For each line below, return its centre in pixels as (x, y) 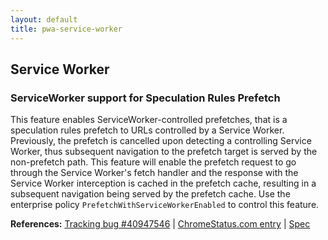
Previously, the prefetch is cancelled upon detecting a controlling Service (161, 141)
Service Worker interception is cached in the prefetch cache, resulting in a (163, 183)
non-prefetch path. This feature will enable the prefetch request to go (153, 162)
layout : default (44, 19)
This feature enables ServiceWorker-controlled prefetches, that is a (149, 120)
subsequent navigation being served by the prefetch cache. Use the (150, 194)
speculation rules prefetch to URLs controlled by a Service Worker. (147, 130)
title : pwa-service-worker (66, 29)
